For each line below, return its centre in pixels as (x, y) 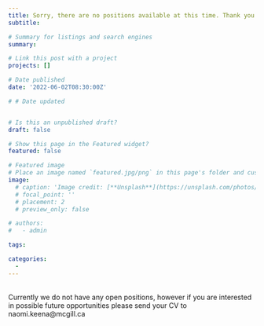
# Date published (37, 80)
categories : (27, 259)
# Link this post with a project (63, 59)
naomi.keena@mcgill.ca (47, 313)
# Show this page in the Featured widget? (79, 144)
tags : (17, 245)
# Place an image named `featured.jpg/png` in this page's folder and (126, 173)
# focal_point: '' (46, 194)
